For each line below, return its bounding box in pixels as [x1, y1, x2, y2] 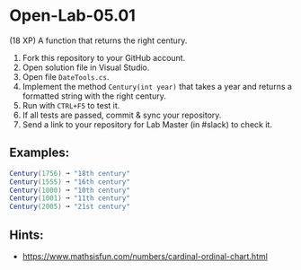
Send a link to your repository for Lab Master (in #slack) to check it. [22, 118, 272, 130]
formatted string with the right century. [22, 91, 166, 101]
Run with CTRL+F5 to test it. [22, 100, 120, 110]
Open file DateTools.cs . [22, 71, 110, 82]
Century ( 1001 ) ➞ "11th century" [9, 194, 130, 203]
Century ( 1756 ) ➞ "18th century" [9, 169, 130, 178]
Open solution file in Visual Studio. [22, 62, 150, 73]
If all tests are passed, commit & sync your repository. [22, 109, 222, 120]
